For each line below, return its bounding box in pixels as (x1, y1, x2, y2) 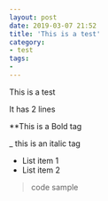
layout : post (9, 12, 58, 22)
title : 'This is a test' (9, 29, 101, 38)
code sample (30, 182, 79, 192)
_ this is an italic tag (9, 138, 81, 149)
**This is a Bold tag (9, 120, 82, 131)
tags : (9, 54, 29, 63)
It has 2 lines (9, 104, 56, 114)
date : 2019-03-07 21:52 (9, 21, 97, 30)
